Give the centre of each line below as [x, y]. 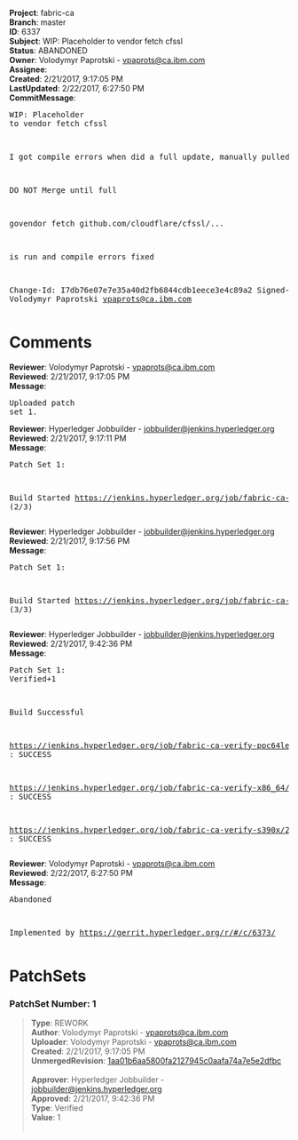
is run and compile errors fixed [82, 257]
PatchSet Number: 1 [53, 1004]
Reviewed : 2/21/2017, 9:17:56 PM [70, 540]
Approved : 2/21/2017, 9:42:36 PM [93, 1099]
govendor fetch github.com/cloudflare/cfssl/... [117, 223]
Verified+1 [33, 678]
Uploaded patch [42, 403]
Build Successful [47, 712]
